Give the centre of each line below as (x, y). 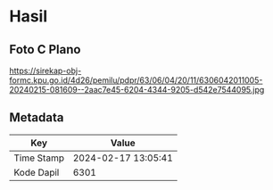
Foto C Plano (45, 50)
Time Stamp (39, 158)
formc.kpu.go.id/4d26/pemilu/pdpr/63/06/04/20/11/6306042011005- (136, 80)
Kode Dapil (37, 172)
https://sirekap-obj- (45, 70)
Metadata (37, 118)
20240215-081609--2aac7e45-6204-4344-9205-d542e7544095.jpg (137, 90)
